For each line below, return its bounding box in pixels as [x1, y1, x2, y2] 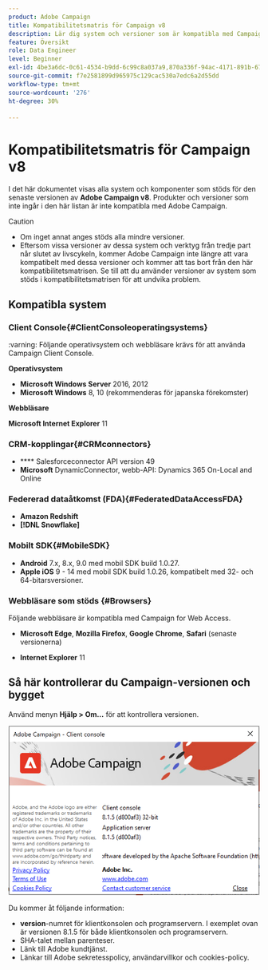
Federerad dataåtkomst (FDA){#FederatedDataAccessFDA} [8, 493, 243, 505]
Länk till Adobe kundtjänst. [19, 944, 108, 953]
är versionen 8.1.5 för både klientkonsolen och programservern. [19, 927, 229, 936]
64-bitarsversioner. [19, 575, 84, 584]
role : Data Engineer [8, 46, 77, 55]
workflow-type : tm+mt [8, 80, 81, 88]
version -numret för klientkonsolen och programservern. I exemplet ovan [19, 918, 258, 928]
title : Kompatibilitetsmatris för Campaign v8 [8, 21, 166, 30]
